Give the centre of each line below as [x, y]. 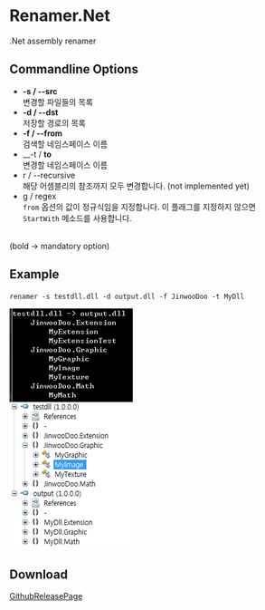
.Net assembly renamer [53, 41]
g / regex [39, 196]
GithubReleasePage [46, 596]
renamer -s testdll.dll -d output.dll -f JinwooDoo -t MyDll [127, 296]
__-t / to [37, 154]
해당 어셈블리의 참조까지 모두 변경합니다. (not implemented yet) [136, 186]
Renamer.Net [60, 16]
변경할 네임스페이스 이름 [65, 165]
